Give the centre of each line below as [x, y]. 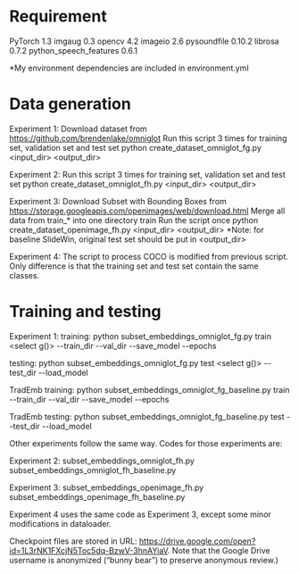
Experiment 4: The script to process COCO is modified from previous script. [149, 256]
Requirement [58, 17]
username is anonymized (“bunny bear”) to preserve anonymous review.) [144, 560]
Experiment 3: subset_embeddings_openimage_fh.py [107, 487]
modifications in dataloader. [60, 523]
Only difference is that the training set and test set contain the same [134, 266]
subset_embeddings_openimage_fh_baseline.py [97, 496]
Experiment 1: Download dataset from [78, 129]
